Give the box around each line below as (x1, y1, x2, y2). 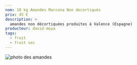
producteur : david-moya (5, 26, 56, 31)
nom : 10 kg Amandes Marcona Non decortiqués (5, 7, 101, 13)
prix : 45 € (5, 12, 28, 17)
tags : (5, 31, 17, 36)
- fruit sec (10, 40, 36, 45)
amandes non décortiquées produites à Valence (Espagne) (10, 21, 133, 27)
